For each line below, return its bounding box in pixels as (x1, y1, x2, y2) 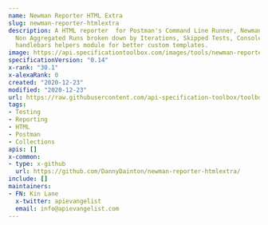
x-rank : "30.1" (8, 64, 59, 72)
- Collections (8, 137, 56, 146)
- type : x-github (8, 160, 66, 168)
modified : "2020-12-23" (8, 85, 88, 94)
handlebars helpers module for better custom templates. (15, 41, 209, 49)
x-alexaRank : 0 (8, 71, 59, 79)
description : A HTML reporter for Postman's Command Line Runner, (8, 26, 238, 34)
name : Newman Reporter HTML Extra (8, 11, 124, 20)
